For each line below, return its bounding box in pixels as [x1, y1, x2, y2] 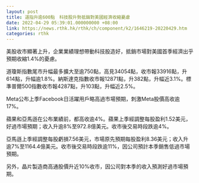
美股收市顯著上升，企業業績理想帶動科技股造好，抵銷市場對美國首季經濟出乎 [6, 48, 194, 55]
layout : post [6, 8, 39, 15]
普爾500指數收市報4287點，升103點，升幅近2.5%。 [11, 83, 138, 90]
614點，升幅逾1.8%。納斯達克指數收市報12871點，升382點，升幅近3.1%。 [6, 75, 187, 83]
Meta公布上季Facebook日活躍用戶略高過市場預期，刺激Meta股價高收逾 [6, 96, 180, 103]
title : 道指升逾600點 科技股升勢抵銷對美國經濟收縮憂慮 [6, 14, 131, 20]
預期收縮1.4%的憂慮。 [6, 55, 61, 62]
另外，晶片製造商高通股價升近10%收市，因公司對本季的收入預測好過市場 [6, 163, 184, 170]
